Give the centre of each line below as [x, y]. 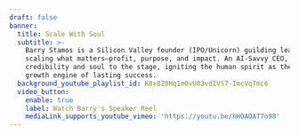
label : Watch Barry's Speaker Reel [91, 108]
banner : [24, 26]
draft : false [33, 17]
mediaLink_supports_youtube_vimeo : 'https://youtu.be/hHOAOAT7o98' [153, 116]
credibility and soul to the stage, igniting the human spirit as [151, 67]
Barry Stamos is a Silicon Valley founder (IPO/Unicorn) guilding [151, 51]
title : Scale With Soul [61, 34]
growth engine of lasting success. [91, 75]
